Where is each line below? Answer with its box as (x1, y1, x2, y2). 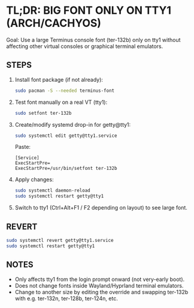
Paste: (14, 143, 31, 151)
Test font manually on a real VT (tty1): (14, 98, 108, 106)
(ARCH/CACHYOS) (6, 16, 102, 30)
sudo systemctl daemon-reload (14, 187, 91, 194)
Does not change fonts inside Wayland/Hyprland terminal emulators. (14, 282, 184, 289)
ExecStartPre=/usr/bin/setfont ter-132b (14, 166, 117, 172)
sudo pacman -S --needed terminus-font (14, 88, 115, 94)
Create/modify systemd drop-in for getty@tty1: (14, 121, 131, 128)
